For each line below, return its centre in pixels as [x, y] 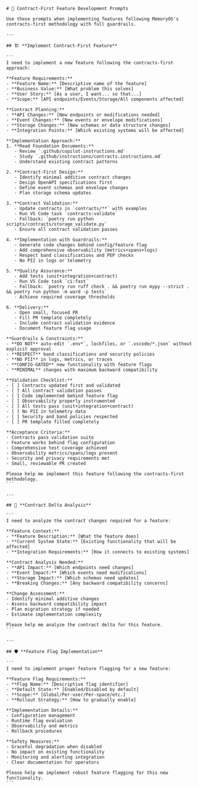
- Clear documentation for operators [53, 762]
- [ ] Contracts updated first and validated [63, 385]
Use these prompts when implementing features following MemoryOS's [92, 19]
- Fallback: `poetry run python [54, 219]
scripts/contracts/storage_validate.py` [57, 224]
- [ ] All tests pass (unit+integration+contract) [70, 406]
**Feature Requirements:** [39, 79]
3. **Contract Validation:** [42, 203]
